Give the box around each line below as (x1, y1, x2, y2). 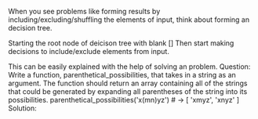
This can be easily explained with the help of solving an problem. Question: (8, 62, 251, 71)
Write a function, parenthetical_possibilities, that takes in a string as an (8, 70, 237, 79)
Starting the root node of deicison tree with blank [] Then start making (8, 38, 234, 48)
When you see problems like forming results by (8, 7, 161, 16)
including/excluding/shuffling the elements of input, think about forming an (8, 15, 249, 24)
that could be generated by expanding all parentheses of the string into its (8, 87, 248, 96)
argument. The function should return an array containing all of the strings (8, 78, 248, 88)
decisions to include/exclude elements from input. (8, 47, 170, 56)
